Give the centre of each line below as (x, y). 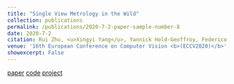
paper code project (35, 72)
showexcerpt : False (36, 53)
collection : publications (45, 20)
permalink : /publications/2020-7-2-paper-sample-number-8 (94, 27)
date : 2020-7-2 (29, 33)
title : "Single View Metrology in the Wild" (73, 14)
